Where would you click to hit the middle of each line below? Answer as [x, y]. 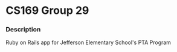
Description [23, 30]
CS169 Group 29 [47, 11]
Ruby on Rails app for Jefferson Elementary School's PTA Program [88, 42]
